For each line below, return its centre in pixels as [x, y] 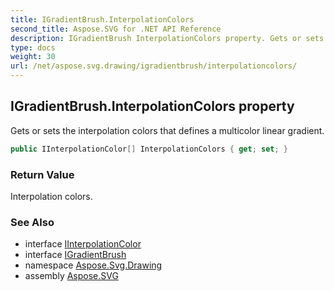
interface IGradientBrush [75, 255]
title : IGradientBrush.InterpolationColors [102, 19]
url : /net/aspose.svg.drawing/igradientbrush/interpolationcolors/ [154, 66]
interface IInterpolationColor [83, 244]
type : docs [33, 47]
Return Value [42, 174]
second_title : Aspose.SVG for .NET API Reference [116, 29]
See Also [32, 222]
